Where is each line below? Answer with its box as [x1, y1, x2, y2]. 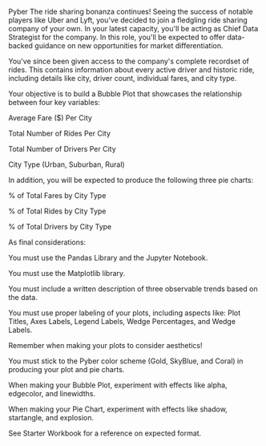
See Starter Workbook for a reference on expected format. [8, 428, 202, 438]
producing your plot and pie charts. [8, 365, 125, 374]
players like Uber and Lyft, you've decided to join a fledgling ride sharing [8, 15, 248, 25]
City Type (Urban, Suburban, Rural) [8, 160, 126, 169]
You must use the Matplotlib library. [8, 269, 126, 278]
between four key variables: [8, 98, 100, 107]
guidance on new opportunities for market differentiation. [34, 41, 224, 51]
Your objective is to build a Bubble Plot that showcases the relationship [8, 89, 243, 99]
